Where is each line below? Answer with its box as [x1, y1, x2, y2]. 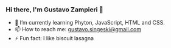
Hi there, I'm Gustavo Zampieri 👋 [5, 5, 104, 14]
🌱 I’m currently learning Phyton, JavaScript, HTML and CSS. [14, 19, 166, 26]
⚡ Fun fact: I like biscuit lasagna [14, 35, 94, 42]
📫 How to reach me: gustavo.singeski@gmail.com [14, 26, 141, 33]
